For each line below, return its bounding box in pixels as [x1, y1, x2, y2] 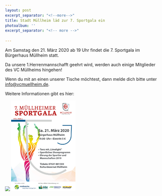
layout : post [5, 8, 32, 13]
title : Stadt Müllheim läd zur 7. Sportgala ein [5, 18, 105, 23]
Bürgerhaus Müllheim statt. [5, 52, 59, 58]
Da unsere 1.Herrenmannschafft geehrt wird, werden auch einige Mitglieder [5, 62, 156, 67]
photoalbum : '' [5, 23, 36, 28]
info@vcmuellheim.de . [5, 81, 50, 87]
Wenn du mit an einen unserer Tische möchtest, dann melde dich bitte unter [5, 76, 157, 82]
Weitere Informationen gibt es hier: [5, 91, 74, 96]
